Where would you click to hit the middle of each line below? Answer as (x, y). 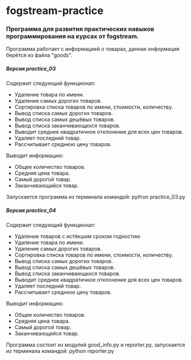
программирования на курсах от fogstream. (72, 36)
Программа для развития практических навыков (80, 29)
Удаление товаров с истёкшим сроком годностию (77, 236)
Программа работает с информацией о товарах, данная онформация (93, 49)
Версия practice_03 (31, 69)
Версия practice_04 (31, 210)
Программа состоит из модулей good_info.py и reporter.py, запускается (95, 345)
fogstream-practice (55, 11)
